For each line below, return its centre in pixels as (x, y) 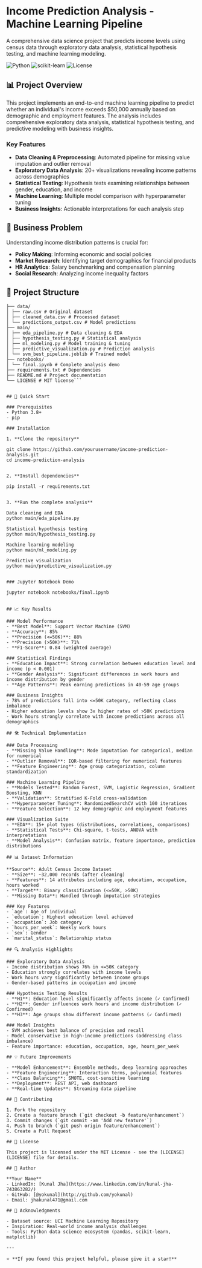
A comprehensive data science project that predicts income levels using (96, 41)
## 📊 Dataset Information (40, 857)
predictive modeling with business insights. (60, 128)
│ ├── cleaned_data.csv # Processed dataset (63, 317)
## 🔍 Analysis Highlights (40, 949)
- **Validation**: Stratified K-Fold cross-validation (77, 798)
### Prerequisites (29, 407)
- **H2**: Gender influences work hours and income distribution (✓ (94, 1004)
